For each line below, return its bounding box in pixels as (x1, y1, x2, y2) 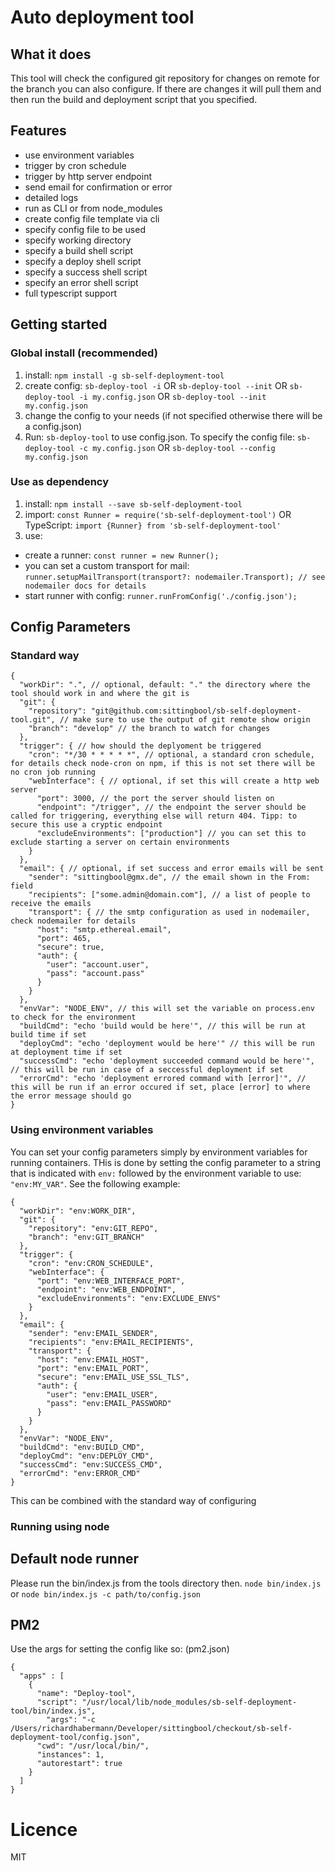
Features (10, 122, 67, 140)
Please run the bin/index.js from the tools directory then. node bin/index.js (10, 1577, 322, 1589)
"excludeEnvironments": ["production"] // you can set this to (36, 829, 307, 839)
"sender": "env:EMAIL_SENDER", (28, 1328, 159, 1338)
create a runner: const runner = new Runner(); (24, 549, 220, 561)
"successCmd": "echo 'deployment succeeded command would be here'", (19, 1056, 315, 1066)
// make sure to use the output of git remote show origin (59, 715, 311, 725)
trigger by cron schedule (24, 159, 127, 171)
